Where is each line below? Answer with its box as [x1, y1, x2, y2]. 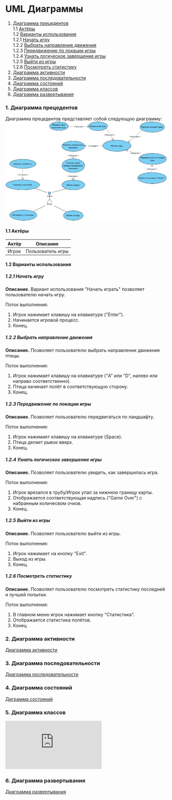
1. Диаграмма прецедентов [5, 104, 78, 111]
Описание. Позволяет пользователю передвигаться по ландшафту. [5, 414, 155, 420]
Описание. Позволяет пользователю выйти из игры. [5, 530, 121, 537]
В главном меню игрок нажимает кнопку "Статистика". [12, 611, 135, 617]
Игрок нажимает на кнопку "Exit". [12, 550, 87, 556]
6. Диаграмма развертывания [5, 777, 86, 784]
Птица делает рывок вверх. [12, 439, 73, 445]
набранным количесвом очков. [12, 500, 82, 506]
